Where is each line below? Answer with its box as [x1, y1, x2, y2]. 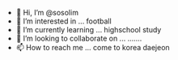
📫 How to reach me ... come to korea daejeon [15, 43, 170, 52]
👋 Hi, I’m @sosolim [15, 8, 79, 17]
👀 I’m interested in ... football [15, 16, 112, 26]
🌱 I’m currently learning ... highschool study [15, 25, 162, 34]
